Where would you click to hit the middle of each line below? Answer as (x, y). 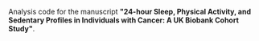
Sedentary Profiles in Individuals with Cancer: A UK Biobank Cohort (124, 20)
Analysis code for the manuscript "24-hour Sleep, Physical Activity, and (130, 12)
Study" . (22, 29)
